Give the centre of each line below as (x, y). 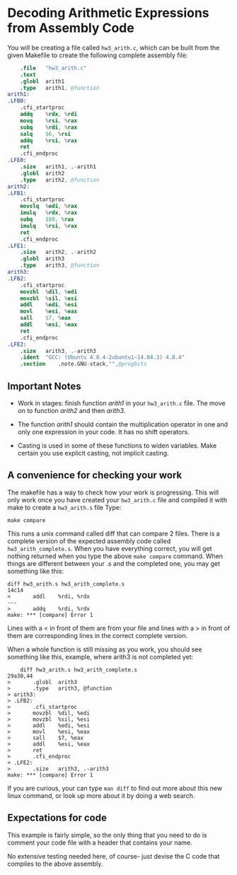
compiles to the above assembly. (55, 864)
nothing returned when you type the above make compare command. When (115, 556)
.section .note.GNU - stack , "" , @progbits (83, 364)
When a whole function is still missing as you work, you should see (105, 649)
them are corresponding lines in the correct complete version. (98, 635)
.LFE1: (17, 245)
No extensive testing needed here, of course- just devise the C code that (114, 856)
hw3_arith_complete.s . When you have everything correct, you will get (110, 548)
